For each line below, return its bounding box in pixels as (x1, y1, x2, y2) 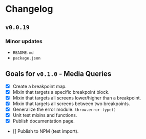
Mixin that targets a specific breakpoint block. (12, 89, 110, 95)
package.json (12, 55, 41, 61)
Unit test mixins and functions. (12, 112, 77, 118)
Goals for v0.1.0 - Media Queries (5, 70, 112, 78)
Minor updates (5, 37, 43, 45)
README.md (12, 50, 34, 55)
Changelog (5, 3, 53, 15)
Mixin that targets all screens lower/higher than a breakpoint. (12, 94, 141, 101)
